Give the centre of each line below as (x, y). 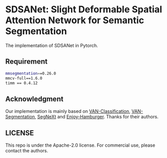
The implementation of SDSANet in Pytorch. (52, 45)
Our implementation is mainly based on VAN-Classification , (68, 111)
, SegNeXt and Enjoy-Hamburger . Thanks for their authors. (97, 117)
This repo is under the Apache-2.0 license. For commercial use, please (80, 145)
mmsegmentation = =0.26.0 (31, 73)
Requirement (26, 62)
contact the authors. (27, 151)
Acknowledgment (34, 99)
